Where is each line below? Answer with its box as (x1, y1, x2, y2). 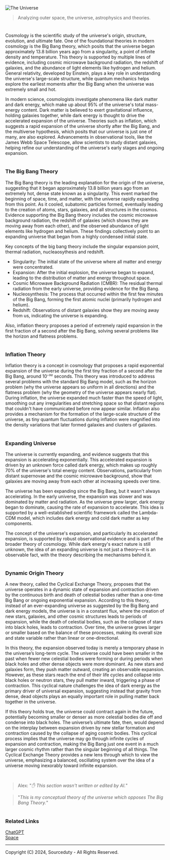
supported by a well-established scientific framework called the (5, 509, 138, 515)
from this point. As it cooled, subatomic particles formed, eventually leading (5, 201, 163, 207)
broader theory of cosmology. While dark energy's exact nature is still (5, 541, 151, 547)
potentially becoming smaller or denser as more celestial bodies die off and (5, 714, 162, 720)
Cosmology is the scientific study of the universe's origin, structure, (5, 32, 147, 39)
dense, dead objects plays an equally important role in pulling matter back (5, 693, 159, 700)
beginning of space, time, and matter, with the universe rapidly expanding (5, 195, 159, 202)
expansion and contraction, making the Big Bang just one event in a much (5, 741, 159, 747)
